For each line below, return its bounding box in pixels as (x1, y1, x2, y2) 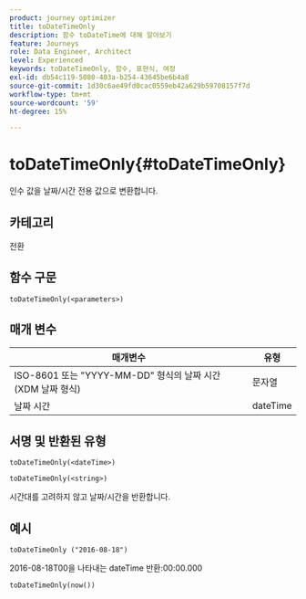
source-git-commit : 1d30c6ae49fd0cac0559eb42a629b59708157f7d (9, 81, 250, 90)
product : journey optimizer (9, 13, 117, 23)
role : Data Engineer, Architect (9, 47, 132, 57)
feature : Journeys (9, 38, 79, 48)
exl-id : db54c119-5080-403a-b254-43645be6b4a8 (9, 73, 189, 82)
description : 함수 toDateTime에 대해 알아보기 (9, 30, 172, 39)
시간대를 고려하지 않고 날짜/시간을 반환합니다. (9, 491, 171, 502)
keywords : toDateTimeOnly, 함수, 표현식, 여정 (9, 65, 176, 74)
